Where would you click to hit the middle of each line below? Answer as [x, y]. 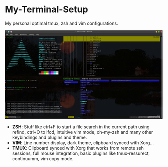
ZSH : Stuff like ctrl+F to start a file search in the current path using [81, 127]
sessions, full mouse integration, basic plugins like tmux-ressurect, [81, 153]
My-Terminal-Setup [47, 9]
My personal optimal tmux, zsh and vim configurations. [62, 23]
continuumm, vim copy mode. [43, 159]
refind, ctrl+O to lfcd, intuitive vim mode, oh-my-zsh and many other [83, 132]
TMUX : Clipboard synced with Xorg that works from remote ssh [78, 148]
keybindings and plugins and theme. [50, 138]
